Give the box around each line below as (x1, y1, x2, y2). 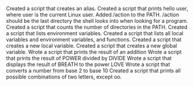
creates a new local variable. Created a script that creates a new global (6, 42, 177, 49)
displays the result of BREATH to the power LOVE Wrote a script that (6, 61, 171, 68)
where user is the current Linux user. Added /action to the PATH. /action (6, 11, 179, 18)
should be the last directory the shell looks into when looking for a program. (6, 18, 188, 24)
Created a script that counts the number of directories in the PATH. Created (6, 23, 188, 30)
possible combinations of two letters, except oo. (6, 73, 122, 80)
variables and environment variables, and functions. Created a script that (6, 36, 182, 43)
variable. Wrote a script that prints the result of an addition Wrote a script (6, 49, 182, 55)
